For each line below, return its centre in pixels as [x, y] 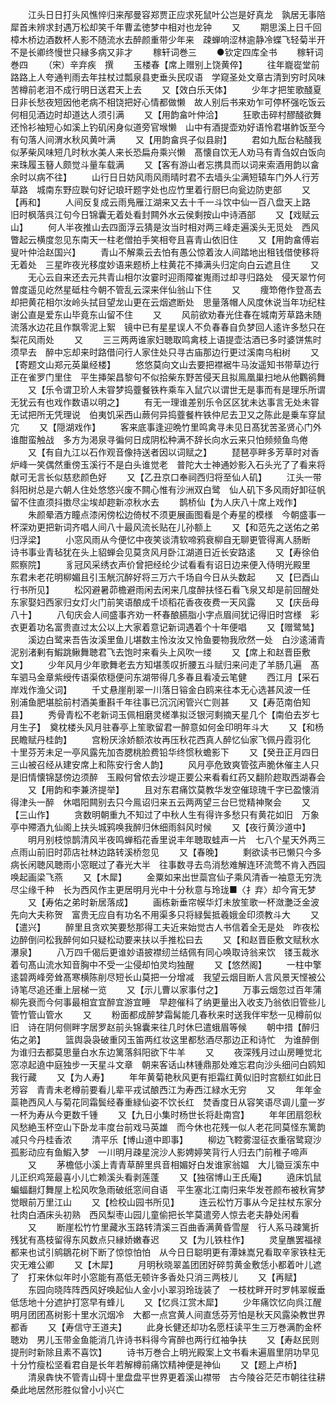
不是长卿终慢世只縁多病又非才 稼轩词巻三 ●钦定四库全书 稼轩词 [167, 52]
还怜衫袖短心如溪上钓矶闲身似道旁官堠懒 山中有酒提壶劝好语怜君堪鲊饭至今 [168, 127]
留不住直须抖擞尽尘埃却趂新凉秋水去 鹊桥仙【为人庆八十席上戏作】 [156, 502]
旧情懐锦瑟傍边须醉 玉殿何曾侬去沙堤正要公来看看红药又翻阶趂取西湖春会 [172, 777]
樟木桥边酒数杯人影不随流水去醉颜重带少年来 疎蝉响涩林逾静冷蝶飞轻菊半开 [168, 39]
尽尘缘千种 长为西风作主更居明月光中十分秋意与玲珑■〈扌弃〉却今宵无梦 [163, 889]
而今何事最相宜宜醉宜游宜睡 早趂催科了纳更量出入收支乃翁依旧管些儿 [181, 1002]
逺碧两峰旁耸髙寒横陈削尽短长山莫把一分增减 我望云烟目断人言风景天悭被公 [168, 977]
